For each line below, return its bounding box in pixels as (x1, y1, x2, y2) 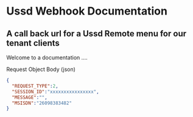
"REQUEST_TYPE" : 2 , (12, 83, 59, 89)
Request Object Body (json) (6, 65, 76, 73)
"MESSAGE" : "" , (12, 94, 47, 101)
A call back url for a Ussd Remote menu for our (6, 28, 187, 39)
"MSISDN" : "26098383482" (12, 100, 72, 106)
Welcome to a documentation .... (6, 54, 88, 61)
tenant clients (6, 38, 60, 48)
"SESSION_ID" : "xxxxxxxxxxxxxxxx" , (12, 89, 99, 95)
